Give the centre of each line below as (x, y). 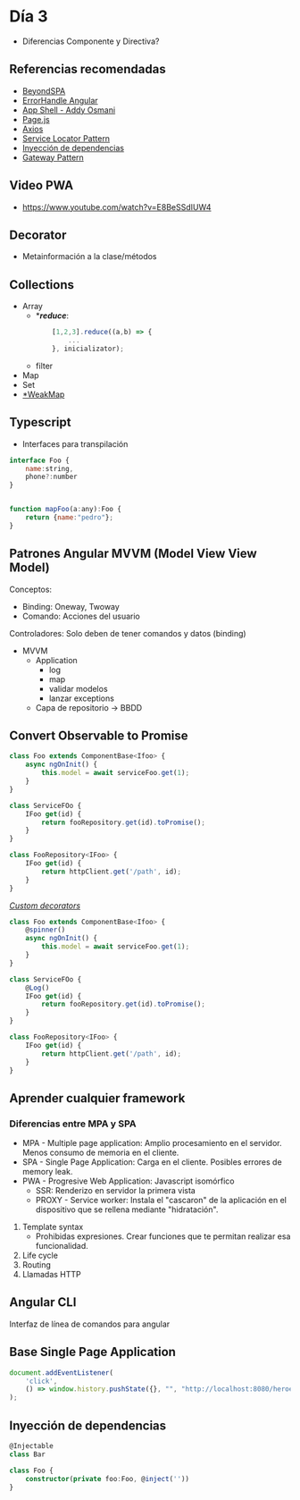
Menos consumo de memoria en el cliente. (100, 1153)
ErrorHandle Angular (60, 100)
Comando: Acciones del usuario (81, 616)
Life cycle (40, 1256)
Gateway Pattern (53, 157)
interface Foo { (39, 460)
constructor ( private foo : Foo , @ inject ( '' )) (108, 1479)
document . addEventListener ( (62, 1373)
